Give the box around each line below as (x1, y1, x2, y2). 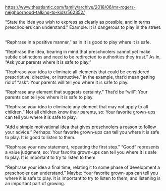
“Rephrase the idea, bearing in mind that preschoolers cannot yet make (5, 49, 151, 54)
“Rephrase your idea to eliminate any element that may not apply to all (5, 104, 148, 109)
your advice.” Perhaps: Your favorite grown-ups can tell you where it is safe (5, 129, 160, 135)
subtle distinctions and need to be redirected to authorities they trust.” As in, (5, 54, 161, 60)
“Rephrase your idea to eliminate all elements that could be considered (5, 69, 150, 75)
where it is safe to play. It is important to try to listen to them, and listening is (5, 175, 161, 181)
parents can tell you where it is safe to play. (5, 94, 94, 100)
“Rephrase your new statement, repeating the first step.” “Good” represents (5, 144, 160, 150)
